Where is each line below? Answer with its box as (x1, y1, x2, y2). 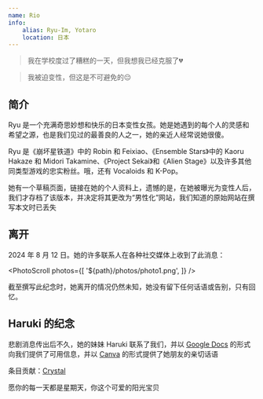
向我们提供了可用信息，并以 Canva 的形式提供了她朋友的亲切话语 (8, 349, 218, 358)
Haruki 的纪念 (8, 317, 75, 331)
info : (8, 19, 26, 27)
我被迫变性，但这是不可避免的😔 (27, 72, 132, 82)
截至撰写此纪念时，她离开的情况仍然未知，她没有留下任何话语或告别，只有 (8, 282, 249, 291)
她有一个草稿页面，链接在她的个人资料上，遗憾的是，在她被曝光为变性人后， (8, 183, 256, 192)
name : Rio (8, 11, 41, 20)
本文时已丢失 (14, 203, 57, 212)
